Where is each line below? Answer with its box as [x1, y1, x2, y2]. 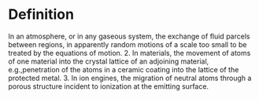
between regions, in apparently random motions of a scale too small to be [8, 39, 247, 49]
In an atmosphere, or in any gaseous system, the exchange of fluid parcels [8, 31, 250, 41]
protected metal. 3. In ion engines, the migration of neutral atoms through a [8, 73, 252, 82]
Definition [8, 5, 75, 24]
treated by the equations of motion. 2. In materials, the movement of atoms [8, 48, 251, 57]
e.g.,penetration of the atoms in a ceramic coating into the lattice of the [8, 64, 239, 74]
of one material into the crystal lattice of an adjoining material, [8, 57, 209, 66]
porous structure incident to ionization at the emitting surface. [8, 81, 209, 91]
